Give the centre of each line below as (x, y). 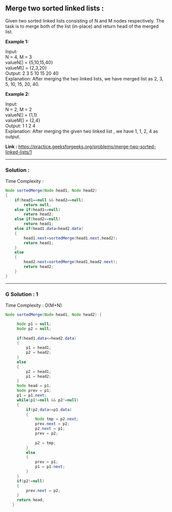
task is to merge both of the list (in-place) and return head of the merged (82, 26)
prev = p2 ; (47, 434)
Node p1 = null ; (34, 324)
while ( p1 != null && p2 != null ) (48, 400)
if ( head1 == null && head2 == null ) (49, 200)
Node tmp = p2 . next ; (57, 419)
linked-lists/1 (19, 152)
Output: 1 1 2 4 (20, 125)
